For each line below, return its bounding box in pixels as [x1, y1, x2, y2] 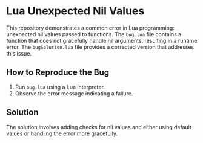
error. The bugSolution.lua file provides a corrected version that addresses [6, 43, 195, 51]
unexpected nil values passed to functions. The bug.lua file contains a [6, 30, 182, 37]
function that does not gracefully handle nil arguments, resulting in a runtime [6, 37, 198, 44]
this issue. [6, 49, 32, 57]
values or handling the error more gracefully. [6, 130, 118, 137]
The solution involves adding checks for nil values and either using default [6, 123, 192, 130]
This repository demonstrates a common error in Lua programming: [6, 24, 175, 31]
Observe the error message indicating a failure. [15, 89, 133, 97]
